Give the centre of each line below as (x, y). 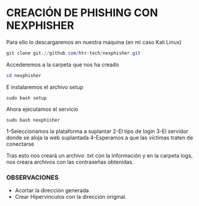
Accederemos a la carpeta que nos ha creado (63, 64)
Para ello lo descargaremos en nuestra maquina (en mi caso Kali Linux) (94, 42)
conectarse (20, 144)
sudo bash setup (26, 98)
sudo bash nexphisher (33, 120)
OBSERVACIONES (32, 177)
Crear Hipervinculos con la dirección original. (71, 196)
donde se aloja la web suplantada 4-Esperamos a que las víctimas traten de (100, 137)
